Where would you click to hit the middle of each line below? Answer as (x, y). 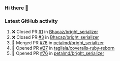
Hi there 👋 (17, 8)
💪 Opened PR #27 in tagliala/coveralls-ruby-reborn (63, 48)
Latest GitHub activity (31, 21)
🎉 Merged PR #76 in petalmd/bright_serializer (58, 43)
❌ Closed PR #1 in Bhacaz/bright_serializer (55, 32)
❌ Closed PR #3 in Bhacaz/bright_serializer (55, 37)
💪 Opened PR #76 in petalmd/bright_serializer (58, 53)
